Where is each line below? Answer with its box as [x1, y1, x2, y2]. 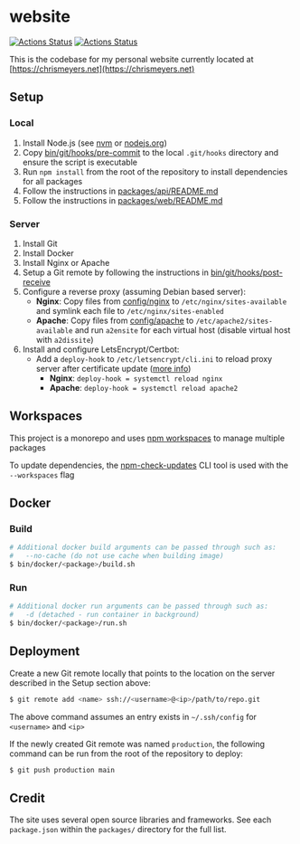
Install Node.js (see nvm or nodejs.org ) [22, 138, 167, 148]
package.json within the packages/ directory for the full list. [9, 824, 228, 835]
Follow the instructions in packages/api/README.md [22, 185, 219, 196]
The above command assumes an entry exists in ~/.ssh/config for [9, 711, 258, 722]
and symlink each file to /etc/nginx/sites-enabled [35, 305, 224, 316]
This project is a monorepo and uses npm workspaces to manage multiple [9, 432, 286, 443]
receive [22, 276, 52, 287]
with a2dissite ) [35, 334, 94, 345]
